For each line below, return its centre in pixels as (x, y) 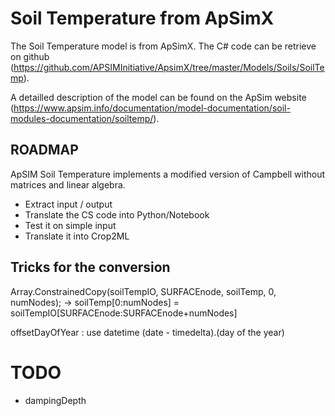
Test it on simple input (70, 225)
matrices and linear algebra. (68, 184)
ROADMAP (44, 150)
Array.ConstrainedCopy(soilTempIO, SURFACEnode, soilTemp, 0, (143, 291)
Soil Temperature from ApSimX (142, 18)
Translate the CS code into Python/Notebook (117, 214)
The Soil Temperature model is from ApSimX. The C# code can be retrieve (163, 46)
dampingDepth (55, 400)
